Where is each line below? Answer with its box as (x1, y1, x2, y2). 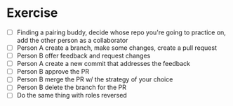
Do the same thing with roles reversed (16, 91, 127, 100)
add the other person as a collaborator (16, 37, 128, 44)
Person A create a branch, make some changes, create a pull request (16, 44, 217, 52)
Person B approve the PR (16, 67, 89, 76)
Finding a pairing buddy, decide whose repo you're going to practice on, (16, 28, 226, 37)
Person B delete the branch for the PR (16, 83, 127, 92)
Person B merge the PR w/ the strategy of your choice (16, 75, 173, 84)
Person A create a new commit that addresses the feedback (16, 60, 191, 68)
